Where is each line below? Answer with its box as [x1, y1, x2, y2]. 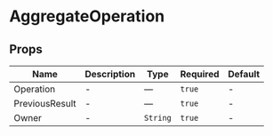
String [143, 113, 172, 123]
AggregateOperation [9, 6, 165, 27]
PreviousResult [13, 98, 76, 109]
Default [228, 68, 261, 80]
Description [84, 68, 136, 80]
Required [180, 68, 220, 80]
